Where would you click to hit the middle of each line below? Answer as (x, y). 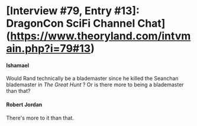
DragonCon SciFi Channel (71, 23)
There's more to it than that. (40, 118)
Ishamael (18, 65)
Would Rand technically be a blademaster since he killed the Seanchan (92, 79)
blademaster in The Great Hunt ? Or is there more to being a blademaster (95, 85)
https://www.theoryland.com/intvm (101, 36)
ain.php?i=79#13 (49, 49)
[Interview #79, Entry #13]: (73, 11)
